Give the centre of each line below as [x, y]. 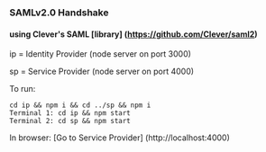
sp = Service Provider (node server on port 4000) [102, 72]
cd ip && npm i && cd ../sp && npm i [80, 105]
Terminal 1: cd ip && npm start [70, 113]
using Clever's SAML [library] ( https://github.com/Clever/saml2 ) [134, 34]
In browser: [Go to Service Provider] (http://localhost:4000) [119, 138]
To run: [23, 89]
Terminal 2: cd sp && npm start [70, 121]
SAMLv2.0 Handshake [59, 13]
